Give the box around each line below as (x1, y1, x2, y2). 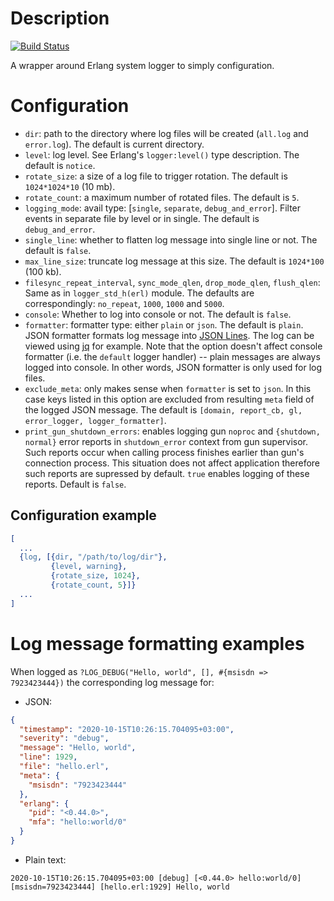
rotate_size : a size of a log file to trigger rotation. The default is (24, 170, 288, 182)
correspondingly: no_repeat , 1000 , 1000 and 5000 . (24, 297, 225, 309)
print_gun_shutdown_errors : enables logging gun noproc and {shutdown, (24, 425, 321, 437)
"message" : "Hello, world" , (19, 743, 137, 753)
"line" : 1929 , (19, 752, 78, 762)
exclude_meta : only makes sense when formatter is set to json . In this (24, 382, 312, 394)
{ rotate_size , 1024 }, (50, 571, 141, 581)
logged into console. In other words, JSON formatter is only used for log (24, 361, 323, 373)
